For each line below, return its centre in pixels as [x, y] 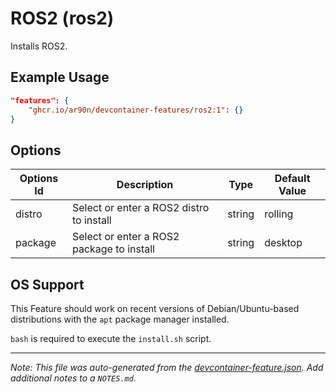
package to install [113, 249]
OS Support [47, 284]
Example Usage [60, 77]
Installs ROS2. [39, 46]
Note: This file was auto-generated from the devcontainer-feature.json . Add [167, 367]
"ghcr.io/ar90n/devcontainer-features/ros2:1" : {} [136, 110]
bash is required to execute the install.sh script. [111, 338]
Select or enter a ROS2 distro [140, 208]
